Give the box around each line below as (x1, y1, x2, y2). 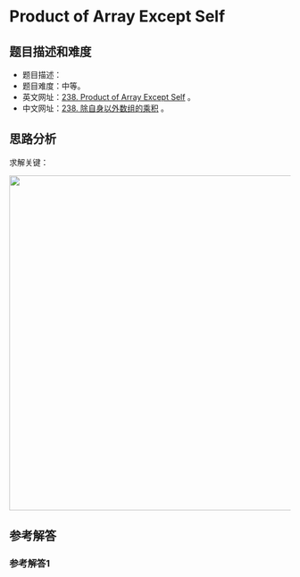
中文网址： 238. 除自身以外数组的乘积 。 (21, 103, 170, 113)
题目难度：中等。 (21, 80, 86, 91)
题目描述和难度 (9, 44, 92, 59)
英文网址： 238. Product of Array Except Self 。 (21, 92, 196, 102)
